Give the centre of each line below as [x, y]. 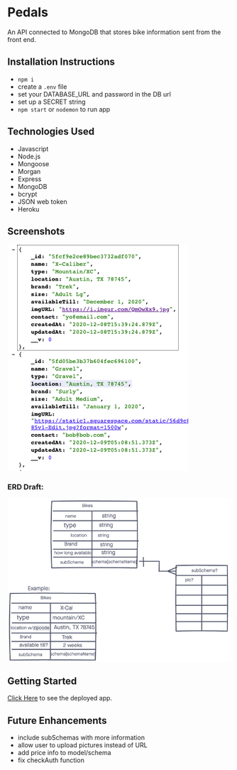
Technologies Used [51, 132]
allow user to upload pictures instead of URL [82, 745]
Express [29, 179]
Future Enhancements [57, 721]
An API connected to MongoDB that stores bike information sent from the [114, 32]
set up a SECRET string [52, 102]
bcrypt [27, 194]
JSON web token [42, 201]
